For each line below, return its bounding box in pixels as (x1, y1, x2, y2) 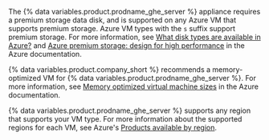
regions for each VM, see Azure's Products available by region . (8, 123, 218, 132)
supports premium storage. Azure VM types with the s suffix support (8, 24, 235, 33)
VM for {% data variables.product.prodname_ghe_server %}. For (43, 74, 257, 82)
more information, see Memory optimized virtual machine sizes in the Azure (8, 82, 259, 91)
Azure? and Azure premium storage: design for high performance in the (8, 41, 245, 50)
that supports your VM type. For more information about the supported (8, 114, 243, 123)
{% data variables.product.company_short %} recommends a (8, 65, 211, 74)
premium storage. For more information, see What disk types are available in (8, 32, 261, 42)
